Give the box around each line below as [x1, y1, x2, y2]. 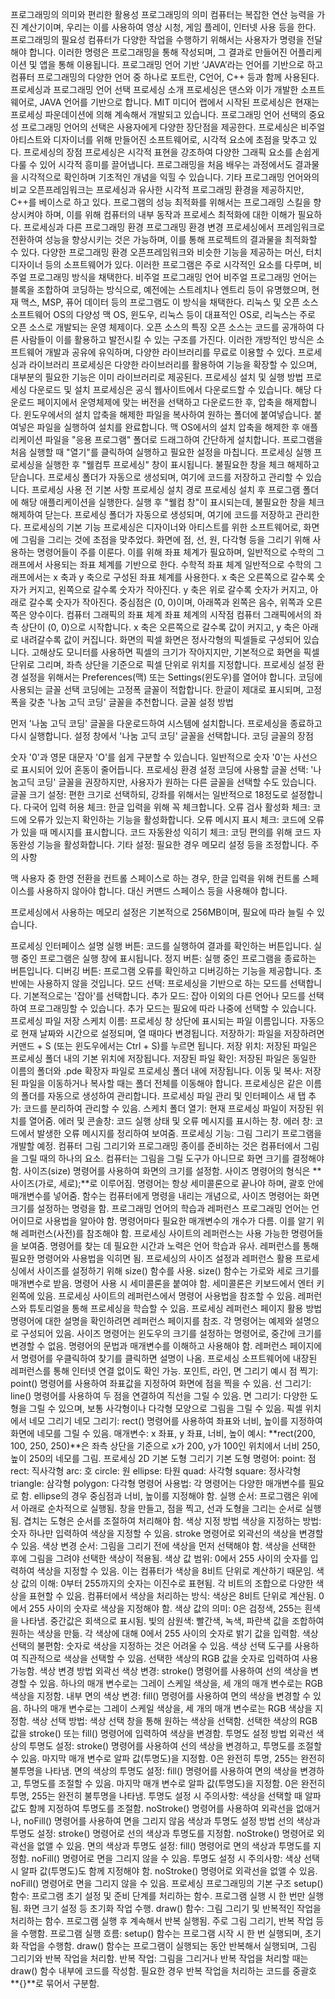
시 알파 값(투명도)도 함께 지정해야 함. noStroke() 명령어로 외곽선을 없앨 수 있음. [10, 1865, 318, 1877]
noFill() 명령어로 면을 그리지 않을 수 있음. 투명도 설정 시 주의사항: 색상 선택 [31, 1853, 321, 1864]
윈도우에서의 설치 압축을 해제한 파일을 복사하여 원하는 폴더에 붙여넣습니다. [23, 409, 312, 420]
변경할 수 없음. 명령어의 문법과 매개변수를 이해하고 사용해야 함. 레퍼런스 [10, 1340, 288, 1352]
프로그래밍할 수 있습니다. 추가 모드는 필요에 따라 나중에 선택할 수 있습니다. [28, 1003, 317, 1014]
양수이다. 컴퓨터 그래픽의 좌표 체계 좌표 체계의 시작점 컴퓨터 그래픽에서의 [28, 609, 312, 620]
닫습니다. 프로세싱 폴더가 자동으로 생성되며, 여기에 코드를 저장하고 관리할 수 [10, 471, 304, 483]
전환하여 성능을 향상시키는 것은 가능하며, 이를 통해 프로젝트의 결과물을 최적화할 [10, 234, 318, 245]
